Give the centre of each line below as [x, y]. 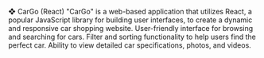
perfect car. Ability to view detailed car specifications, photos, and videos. [130, 45]
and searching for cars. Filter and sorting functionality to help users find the [132, 37]
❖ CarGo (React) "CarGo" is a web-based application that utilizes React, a [130, 12]
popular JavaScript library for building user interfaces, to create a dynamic [130, 20]
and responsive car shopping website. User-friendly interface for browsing [131, 28]
